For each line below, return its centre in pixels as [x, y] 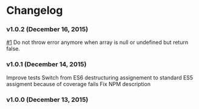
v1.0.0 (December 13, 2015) [47, 99]
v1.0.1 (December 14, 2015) [46, 64]
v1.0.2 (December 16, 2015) [47, 30]
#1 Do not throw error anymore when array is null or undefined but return [97, 42]
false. [13, 49]
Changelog [35, 11]
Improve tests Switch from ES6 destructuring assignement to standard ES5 [100, 77]
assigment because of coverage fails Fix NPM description [78, 84]
